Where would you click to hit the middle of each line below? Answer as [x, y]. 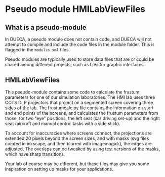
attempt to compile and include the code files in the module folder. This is [80, 44]
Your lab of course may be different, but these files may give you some [77, 164]
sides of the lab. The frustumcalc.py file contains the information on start [80, 108]
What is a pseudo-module [46, 27]
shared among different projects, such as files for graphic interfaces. [75, 65]
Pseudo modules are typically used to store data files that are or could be [80, 59]
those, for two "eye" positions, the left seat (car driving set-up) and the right [82, 118]
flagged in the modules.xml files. [38, 50]
